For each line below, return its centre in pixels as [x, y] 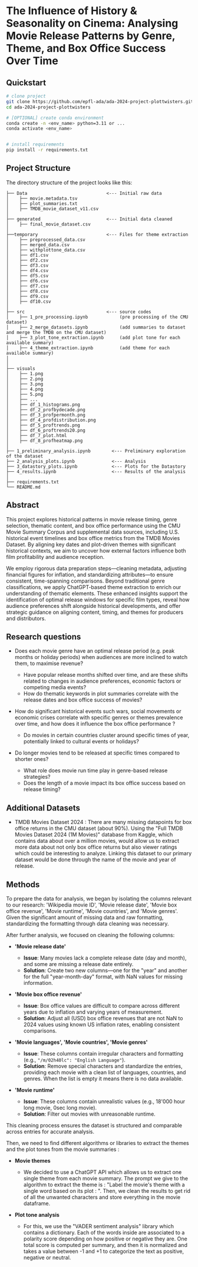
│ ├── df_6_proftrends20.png [46, 430]
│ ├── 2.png [25, 379]
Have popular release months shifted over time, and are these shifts [106, 675]
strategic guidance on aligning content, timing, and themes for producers [95, 612]
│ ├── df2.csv [27, 260]
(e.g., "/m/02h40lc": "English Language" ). [74, 1060]
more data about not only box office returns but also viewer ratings [96, 847]
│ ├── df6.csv [27, 281]
